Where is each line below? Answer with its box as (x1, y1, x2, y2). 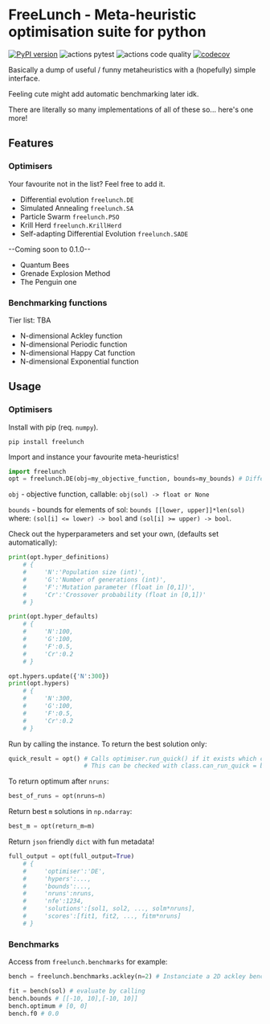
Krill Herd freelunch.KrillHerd (19, 220, 122, 230)
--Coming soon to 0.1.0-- (8, 244, 91, 254)
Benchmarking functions (8, 297, 108, 308)
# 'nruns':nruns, (22, 890, 95, 898)
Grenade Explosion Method (19, 268, 111, 278)
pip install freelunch (8, 438, 84, 446)
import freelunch (8, 467, 67, 475)
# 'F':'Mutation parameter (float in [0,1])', (22, 583, 196, 591)
